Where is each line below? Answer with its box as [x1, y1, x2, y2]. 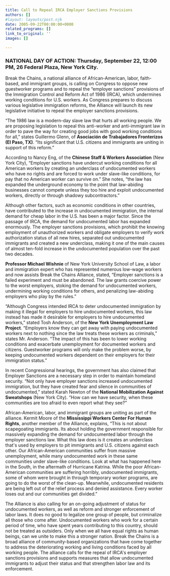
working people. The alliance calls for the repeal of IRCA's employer [5, 549, 147, 556]
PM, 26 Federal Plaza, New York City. [5, 63, 98, 70]
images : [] [5, 36, 28, 41]
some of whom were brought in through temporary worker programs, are [5, 475, 158, 481]
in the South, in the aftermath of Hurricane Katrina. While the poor [5, 464, 143, 470]
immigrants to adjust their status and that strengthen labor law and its [5, 560, 151, 566]
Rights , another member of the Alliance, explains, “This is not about [5, 421, 147, 427]
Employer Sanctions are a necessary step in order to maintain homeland [5, 373, 156, 379]
